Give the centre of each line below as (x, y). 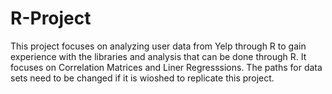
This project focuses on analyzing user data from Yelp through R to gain (158, 46)
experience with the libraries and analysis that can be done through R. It (158, 56)
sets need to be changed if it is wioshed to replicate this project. (142, 78)
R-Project (51, 18)
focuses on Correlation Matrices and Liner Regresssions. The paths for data (166, 67)
